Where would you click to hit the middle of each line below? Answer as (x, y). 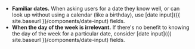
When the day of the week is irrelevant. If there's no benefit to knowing (100, 27)
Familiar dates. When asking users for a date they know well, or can (96, 9)
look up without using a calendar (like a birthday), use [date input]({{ (96, 15)
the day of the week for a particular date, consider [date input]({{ (92, 34)
